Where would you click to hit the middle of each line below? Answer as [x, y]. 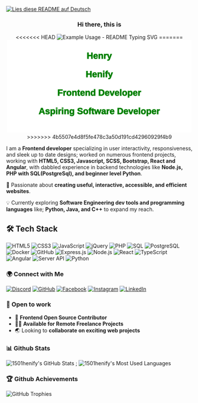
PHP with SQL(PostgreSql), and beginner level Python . [74, 174]
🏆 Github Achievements [42, 379]
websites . [18, 191]
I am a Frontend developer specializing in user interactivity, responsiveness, [99, 148]
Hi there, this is [99, 24]
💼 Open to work [29, 304]
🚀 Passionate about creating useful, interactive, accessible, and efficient [97, 185]
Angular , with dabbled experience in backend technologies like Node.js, [95, 167]
